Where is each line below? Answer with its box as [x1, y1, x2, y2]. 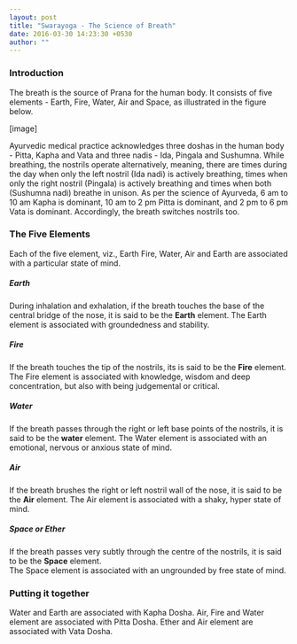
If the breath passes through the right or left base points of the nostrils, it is [9, 423, 284, 434]
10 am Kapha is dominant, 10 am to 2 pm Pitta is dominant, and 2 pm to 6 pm [9, 197, 289, 207]
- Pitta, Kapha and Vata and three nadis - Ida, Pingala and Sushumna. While [9, 150, 285, 160]
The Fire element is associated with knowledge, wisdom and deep [9, 371, 251, 382]
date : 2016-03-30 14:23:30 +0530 [9, 29, 133, 38]
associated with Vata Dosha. [9, 625, 113, 636]
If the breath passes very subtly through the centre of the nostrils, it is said [9, 546, 282, 556]
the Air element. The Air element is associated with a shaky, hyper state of [9, 493, 282, 505]
